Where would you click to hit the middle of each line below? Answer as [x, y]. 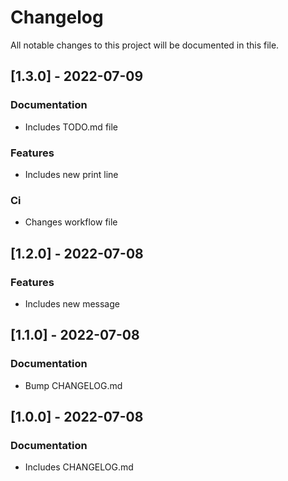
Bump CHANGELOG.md [73, 385]
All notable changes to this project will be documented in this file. [145, 45]
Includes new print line [71, 174]
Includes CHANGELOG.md [79, 467]
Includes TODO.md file [71, 127]
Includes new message [72, 303]
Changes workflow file [71, 222]
